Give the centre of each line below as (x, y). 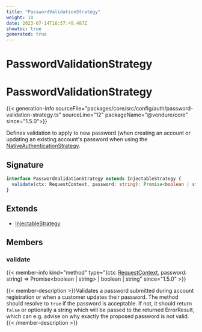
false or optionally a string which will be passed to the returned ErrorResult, (100, 310)
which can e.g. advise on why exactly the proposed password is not (90, 316)
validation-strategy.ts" (34, 115)
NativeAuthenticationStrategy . (43, 146)
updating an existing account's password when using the (77, 139)
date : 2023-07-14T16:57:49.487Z (47, 23)
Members (25, 242)
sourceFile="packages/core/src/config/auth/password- (124, 109)
